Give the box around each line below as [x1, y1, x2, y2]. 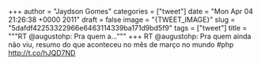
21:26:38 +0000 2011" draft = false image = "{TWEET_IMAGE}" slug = [8, 15, 236, 24]
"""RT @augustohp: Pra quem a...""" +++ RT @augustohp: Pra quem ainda [8, 31, 252, 41]
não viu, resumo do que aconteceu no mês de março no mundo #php [8, 40, 234, 49]
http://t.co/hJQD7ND [8, 49, 76, 57]
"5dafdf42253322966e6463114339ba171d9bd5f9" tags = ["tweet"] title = [8, 23, 248, 32]
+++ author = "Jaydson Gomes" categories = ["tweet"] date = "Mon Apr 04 [8, 7, 254, 16]
